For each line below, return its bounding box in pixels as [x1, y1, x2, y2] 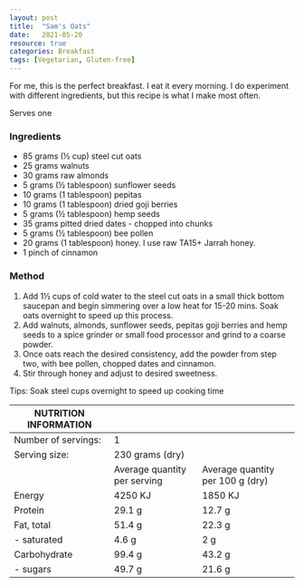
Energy [14, 489, 44, 502]
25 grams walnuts [22, 161, 90, 171]
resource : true [9, 38, 67, 48]
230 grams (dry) [113, 448, 185, 461]
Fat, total [14, 518, 52, 531]
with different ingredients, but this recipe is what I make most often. [9, 90, 261, 101]
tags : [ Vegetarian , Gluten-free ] [9, 55, 136, 64]
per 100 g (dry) [202, 474, 269, 486]
